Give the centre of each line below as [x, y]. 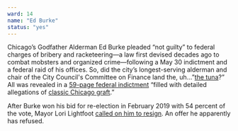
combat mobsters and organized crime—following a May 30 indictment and [118, 62]
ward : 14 [20, 14]
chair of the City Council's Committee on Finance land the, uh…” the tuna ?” [116, 77]
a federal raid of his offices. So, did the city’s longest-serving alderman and [117, 70]
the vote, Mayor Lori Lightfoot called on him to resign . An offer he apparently [119, 113]
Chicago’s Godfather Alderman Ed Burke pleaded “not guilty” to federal [111, 47]
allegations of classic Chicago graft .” [61, 92]
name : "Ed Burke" [33, 21]
